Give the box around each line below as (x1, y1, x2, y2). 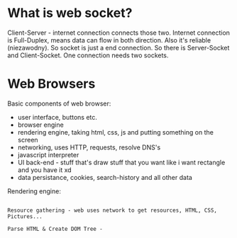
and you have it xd (17, 165, 72, 174)
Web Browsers (7, 76, 96, 92)
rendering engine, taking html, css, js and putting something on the (17, 127, 214, 136)
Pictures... (7, 212, 43, 220)
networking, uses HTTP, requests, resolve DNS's (17, 143, 161, 152)
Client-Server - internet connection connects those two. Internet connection (7, 28, 231, 37)
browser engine (17, 120, 64, 129)
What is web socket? (7, 5, 133, 21)
